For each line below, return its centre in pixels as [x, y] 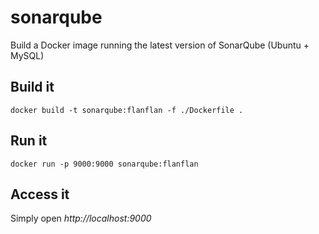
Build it [32, 87]
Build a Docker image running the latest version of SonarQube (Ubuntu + [160, 45]
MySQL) [27, 55]
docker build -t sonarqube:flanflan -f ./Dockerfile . [127, 110]
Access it [40, 194]
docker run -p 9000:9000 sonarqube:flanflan [104, 164]
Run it [29, 141]
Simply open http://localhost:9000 [81, 218]
